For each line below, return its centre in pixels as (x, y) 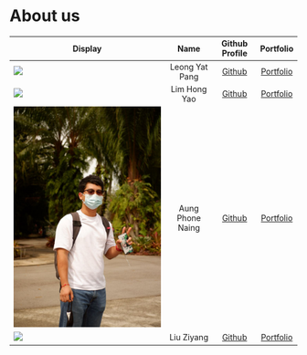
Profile (235, 53)
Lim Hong (189, 89)
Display (87, 48)
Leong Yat (189, 67)
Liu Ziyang (188, 338)
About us (45, 16)
